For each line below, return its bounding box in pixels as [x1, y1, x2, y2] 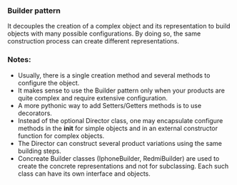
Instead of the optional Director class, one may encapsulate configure [17, 116, 223, 125]
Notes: [7, 55, 31, 65]
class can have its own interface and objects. [17, 169, 151, 178]
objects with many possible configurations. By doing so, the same [7, 29, 201, 38]
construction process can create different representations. [7, 37, 180, 46]
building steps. [17, 147, 62, 155]
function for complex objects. [17, 131, 105, 140]
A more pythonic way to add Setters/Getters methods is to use [17, 101, 202, 110]
